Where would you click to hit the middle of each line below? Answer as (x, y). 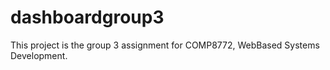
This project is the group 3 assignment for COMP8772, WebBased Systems (165, 45)
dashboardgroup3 (87, 17)
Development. (39, 55)
